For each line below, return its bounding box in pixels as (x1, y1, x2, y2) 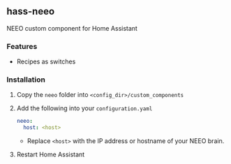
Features (6, 41, 38, 51)
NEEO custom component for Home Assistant (6, 24, 137, 32)
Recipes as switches (16, 57, 76, 66)
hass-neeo (6, 6, 55, 17)
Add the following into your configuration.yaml (16, 104, 153, 112)
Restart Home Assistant (16, 150, 85, 159)
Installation (6, 75, 46, 84)
